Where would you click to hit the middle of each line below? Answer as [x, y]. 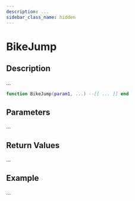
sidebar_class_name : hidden [41, 17]
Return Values [33, 145]
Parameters [28, 112]
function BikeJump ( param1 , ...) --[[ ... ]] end [67, 94]
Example [23, 178]
